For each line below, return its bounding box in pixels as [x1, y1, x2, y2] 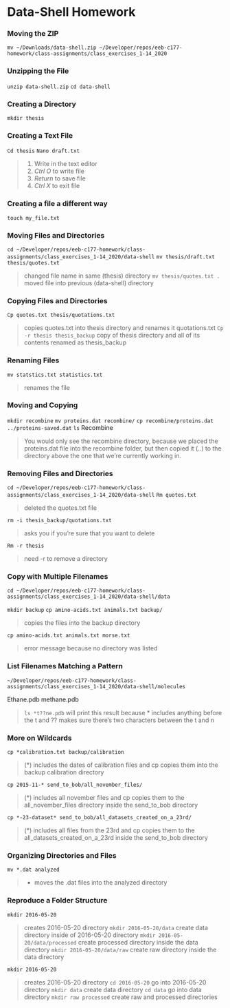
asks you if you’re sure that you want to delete [23, 529, 155, 537]
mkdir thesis [7, 115, 45, 122]
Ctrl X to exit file [34, 182, 80, 190]
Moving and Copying [7, 400, 78, 410]
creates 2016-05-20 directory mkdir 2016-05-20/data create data [23, 923, 208, 932]
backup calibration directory [23, 768, 104, 776]
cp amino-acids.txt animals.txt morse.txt [7, 632, 130, 639]
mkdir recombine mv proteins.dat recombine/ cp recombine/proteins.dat [7, 418, 214, 424]
